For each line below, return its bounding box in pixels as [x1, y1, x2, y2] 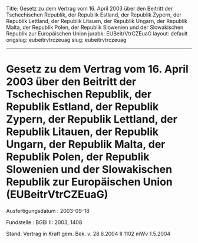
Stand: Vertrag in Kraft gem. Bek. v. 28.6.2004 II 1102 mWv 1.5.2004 [6, 230, 171, 237]
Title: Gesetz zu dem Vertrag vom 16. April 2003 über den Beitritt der [6, 5, 173, 12]
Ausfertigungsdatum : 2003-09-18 [6, 207, 90, 214]
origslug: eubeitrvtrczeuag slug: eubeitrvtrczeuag [6, 37, 127, 43]
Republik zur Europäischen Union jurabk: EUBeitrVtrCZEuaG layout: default [6, 30, 188, 37]
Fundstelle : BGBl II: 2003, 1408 [6, 218, 82, 226]
